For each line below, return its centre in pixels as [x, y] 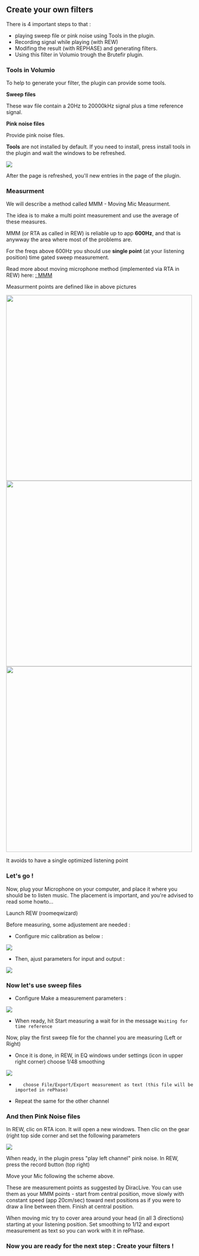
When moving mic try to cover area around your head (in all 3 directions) [95, 1218]
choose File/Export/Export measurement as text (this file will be [108, 1085]
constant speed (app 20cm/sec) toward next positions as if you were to [94, 1200]
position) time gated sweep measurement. [58, 257]
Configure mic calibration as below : [59, 936]
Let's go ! [20, 876]
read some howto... [30, 901]
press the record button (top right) [48, 1165]
